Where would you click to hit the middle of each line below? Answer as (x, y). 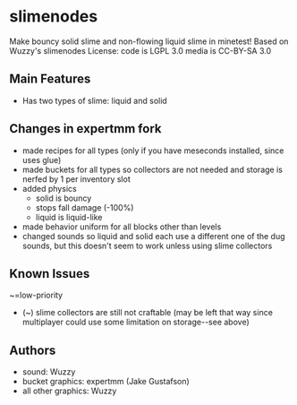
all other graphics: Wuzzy (69, 391)
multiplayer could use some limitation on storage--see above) (136, 322)
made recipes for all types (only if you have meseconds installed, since (153, 151)
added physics (50, 188)
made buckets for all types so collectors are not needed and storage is (153, 169)
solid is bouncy (64, 198)
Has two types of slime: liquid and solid (94, 100)
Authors (33, 350)
